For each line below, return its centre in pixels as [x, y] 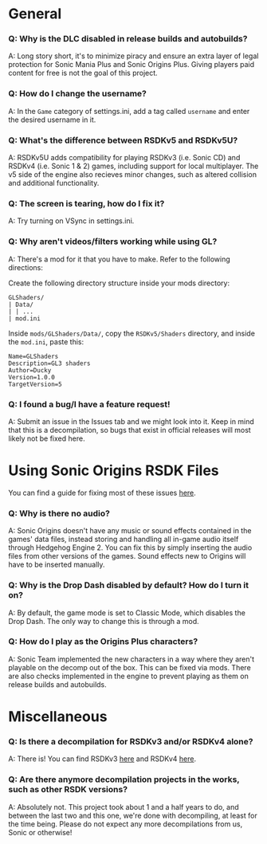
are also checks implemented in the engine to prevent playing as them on [128, 676]
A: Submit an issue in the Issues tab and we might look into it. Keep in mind [132, 421]
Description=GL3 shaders [49, 363]
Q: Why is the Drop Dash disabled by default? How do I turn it [129, 585]
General [35, 14]
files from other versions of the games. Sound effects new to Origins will [127, 556]
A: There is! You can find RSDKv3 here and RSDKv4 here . [102, 759]
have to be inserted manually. [57, 565]
